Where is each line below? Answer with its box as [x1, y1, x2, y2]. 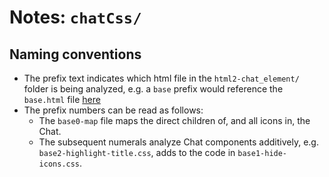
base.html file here [23, 94, 101, 105]
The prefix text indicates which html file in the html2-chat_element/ [23, 72, 300, 84]
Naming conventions [9, 46, 142, 63]
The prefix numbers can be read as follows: [23, 104, 204, 116]
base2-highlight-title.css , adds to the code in [38, 147, 236, 158]
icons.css [38, 159, 81, 169]
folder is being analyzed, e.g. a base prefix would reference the [23, 83, 284, 95]
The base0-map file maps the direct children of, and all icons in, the [38, 115, 311, 126]
